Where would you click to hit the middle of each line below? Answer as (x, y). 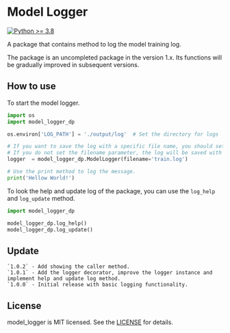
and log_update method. (41, 198)
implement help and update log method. (64, 279)
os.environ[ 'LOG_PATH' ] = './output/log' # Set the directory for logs (113, 134)
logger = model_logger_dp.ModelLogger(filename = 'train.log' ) (98, 159)
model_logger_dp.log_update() (50, 230)
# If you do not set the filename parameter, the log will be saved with (115, 153)
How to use (31, 86)
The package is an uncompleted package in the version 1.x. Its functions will (115, 57)
